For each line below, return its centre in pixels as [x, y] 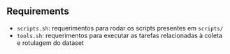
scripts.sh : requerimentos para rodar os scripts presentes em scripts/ [120, 28]
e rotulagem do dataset [50, 43]
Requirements [38, 11]
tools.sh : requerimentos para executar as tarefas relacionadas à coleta [120, 35]
